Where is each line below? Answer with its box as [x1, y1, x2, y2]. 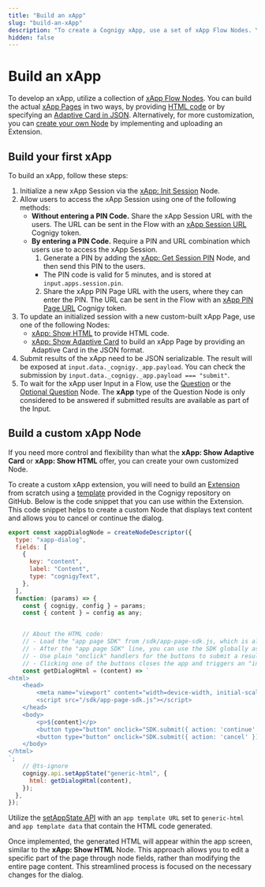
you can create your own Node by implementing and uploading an [8, 119, 223, 129]
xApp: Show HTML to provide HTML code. [31, 329, 170, 337]
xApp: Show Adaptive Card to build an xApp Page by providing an [31, 337, 245, 346]
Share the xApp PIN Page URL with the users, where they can [43, 287, 243, 296]
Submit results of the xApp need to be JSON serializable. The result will [19, 354, 252, 363]
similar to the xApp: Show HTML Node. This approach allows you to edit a [8, 845, 250, 855]
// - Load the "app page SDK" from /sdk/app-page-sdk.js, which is [22, 638, 248, 646]
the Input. [19, 404, 51, 413]
